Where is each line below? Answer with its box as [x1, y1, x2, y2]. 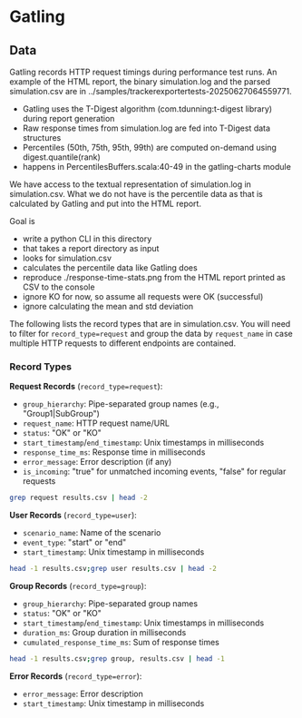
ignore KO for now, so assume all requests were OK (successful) [22, 291, 264, 301]
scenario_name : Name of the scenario [22, 527, 161, 538]
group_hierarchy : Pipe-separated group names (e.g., [22, 398, 219, 409]
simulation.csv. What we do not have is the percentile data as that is [9, 189, 263, 199]
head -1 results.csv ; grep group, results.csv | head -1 [9, 654, 225, 664]
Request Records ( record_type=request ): [9, 381, 163, 392]
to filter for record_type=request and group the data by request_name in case [9, 329, 293, 339]
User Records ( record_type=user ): [9, 510, 138, 521]
